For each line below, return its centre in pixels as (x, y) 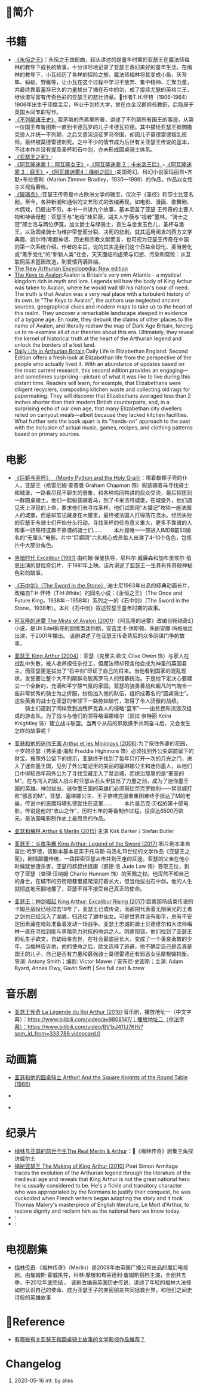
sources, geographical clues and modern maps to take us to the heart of (103, 307)
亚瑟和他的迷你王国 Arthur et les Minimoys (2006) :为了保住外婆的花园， (102, 744)
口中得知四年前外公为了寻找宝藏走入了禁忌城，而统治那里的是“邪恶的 (99, 774)
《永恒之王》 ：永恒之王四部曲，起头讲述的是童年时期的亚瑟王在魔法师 (99, 60)
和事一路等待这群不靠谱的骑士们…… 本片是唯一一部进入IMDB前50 (100, 530)
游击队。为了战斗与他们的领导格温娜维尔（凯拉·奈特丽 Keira (98, 716)
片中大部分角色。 (35, 545)
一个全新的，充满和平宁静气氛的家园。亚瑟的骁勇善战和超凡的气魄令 (103, 686)
